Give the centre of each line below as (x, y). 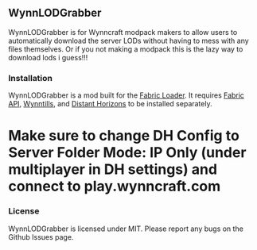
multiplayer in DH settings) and (113, 169)
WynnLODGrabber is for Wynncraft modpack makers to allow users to (123, 32)
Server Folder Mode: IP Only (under (127, 153)
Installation (31, 78)
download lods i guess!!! (48, 57)
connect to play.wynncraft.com (115, 187)
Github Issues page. (41, 237)
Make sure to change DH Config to (124, 136)
